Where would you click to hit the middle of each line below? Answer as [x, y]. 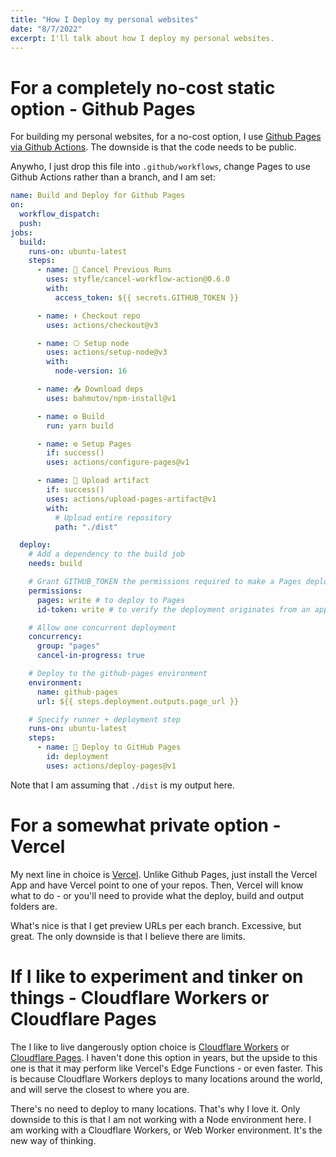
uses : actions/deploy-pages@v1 [111, 766]
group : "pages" [68, 646]
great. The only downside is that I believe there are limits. [128, 936]
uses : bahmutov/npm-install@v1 [111, 398]
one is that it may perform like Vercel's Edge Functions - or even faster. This [167, 1068]
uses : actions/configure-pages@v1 [118, 462]
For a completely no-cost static [143, 87]
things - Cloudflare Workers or [140, 997]
